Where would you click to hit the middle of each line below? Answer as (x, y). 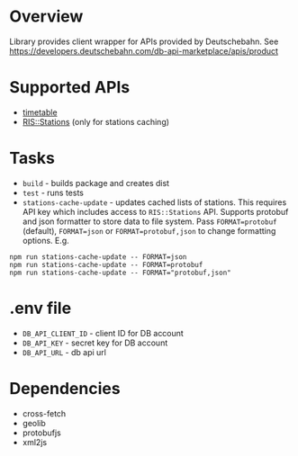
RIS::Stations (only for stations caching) (95, 121)
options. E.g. (45, 240)
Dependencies (65, 388)
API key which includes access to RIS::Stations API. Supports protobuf (155, 211)
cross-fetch (44, 413)
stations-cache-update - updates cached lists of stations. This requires (154, 202)
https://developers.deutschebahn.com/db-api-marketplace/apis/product (144, 50)
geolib (34, 423)
